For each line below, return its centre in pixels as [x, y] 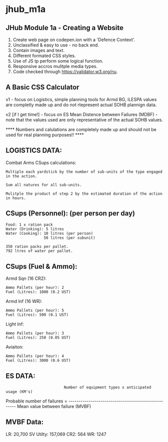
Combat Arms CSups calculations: [41, 162]
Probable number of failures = [36, 401]
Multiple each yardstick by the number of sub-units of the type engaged [84, 172]
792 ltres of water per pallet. [39, 251]
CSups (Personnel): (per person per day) [70, 213]
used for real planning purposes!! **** [45, 135]
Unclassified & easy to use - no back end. [56, 45]
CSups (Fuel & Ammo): [41, 266]
